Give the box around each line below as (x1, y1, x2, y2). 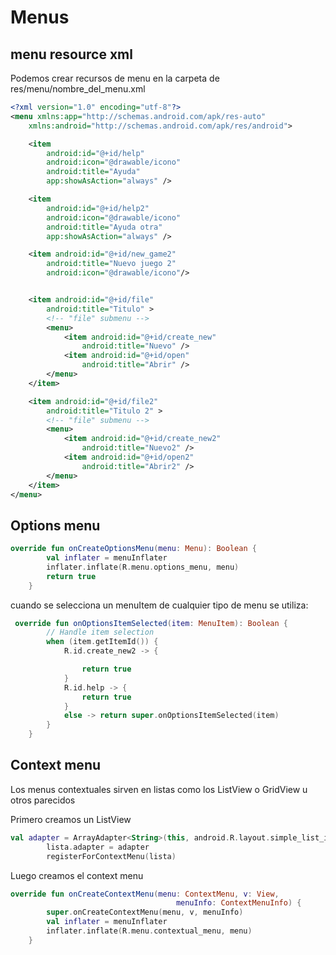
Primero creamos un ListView (10, 813, 132, 825)
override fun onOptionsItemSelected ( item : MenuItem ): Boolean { (14, 618, 289, 628)
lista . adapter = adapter (46, 842, 150, 852)
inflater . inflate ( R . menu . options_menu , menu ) (46, 562, 240, 572)
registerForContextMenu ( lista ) (46, 851, 177, 861)
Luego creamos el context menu (10, 869, 144, 881)
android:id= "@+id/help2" (46, 203, 150, 213)
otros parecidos (10, 794, 76, 806)
